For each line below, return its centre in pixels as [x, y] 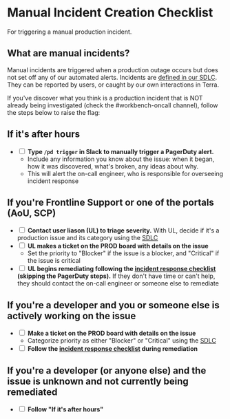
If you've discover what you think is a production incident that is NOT [105, 98]
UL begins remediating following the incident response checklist [122, 269]
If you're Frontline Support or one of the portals [111, 202]
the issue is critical [54, 261]
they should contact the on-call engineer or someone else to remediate [118, 283]
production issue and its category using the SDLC [87, 238]
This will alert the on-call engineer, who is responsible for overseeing [125, 173]
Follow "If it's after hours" [65, 409]
